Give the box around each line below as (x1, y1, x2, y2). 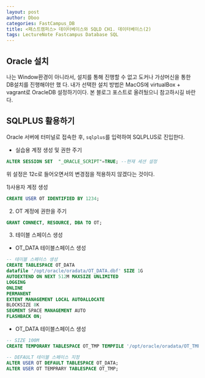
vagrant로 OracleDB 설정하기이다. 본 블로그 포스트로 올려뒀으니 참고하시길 (6, 88, 185, 95)
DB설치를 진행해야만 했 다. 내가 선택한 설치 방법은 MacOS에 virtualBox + (6, 81, 181, 88)
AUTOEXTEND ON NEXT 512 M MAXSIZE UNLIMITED (6, 273, 119, 280)
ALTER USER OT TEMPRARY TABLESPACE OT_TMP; (6, 365, 119, 372)
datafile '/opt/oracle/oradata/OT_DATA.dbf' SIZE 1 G (6, 268, 143, 274)
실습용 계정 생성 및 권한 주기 (15, 146, 82, 154)
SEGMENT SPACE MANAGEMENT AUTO (6, 308, 86, 314)
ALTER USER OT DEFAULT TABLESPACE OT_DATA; (6, 360, 119, 366)
